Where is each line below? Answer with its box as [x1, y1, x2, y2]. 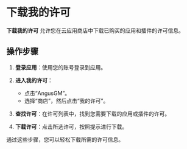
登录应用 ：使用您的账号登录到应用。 [15, 63, 107, 71]
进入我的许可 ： [15, 77, 53, 84]
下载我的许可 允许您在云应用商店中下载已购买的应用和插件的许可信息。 [6, 27, 184, 34]
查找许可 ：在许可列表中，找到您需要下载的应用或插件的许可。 [15, 110, 171, 117]
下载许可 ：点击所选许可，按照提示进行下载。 [15, 123, 128, 130]
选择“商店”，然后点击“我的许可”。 [24, 97, 109, 104]
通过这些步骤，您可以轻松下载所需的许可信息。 [6, 136, 124, 143]
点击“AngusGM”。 [24, 89, 71, 97]
